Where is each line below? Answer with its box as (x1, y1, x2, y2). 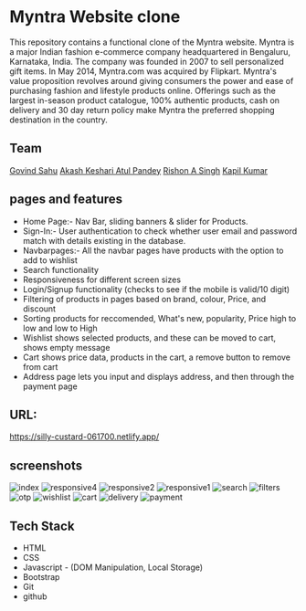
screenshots (9, 458, 83, 473)
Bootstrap (22, 572, 60, 582)
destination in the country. (9, 114, 108, 125)
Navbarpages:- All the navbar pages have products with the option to (22, 245, 284, 256)
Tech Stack (9, 518, 75, 533)
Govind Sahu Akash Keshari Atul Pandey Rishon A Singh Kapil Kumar (9, 164, 268, 175)
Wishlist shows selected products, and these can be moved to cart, (22, 332, 277, 343)
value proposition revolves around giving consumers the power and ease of (9, 75, 294, 86)
